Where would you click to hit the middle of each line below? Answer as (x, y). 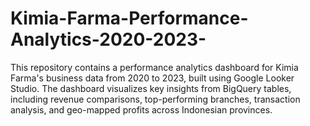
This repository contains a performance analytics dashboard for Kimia (154, 67)
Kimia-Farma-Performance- (129, 18)
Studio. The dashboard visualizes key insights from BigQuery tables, (151, 88)
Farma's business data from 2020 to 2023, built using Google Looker (152, 78)
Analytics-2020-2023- (108, 39)
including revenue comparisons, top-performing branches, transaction (155, 99)
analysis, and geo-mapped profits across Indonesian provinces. (141, 109)
